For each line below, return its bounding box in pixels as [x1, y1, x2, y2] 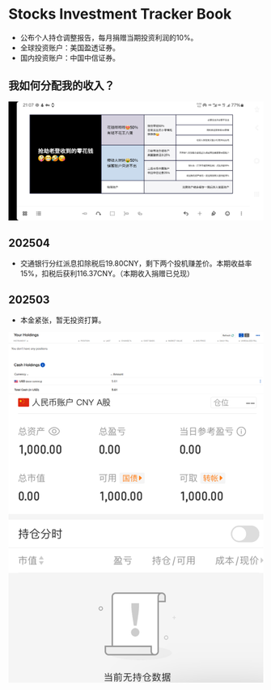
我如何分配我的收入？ [8, 79, 115, 93]
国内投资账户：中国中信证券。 [19, 53, 120, 62]
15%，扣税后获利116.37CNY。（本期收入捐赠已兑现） [19, 269, 194, 279]
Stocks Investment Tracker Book [8, 5, 232, 23]
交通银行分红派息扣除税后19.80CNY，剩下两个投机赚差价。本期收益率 [19, 258, 252, 268]
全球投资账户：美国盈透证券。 [19, 42, 120, 53]
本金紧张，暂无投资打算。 [19, 315, 106, 325]
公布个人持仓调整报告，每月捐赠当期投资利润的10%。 [19, 32, 198, 42]
